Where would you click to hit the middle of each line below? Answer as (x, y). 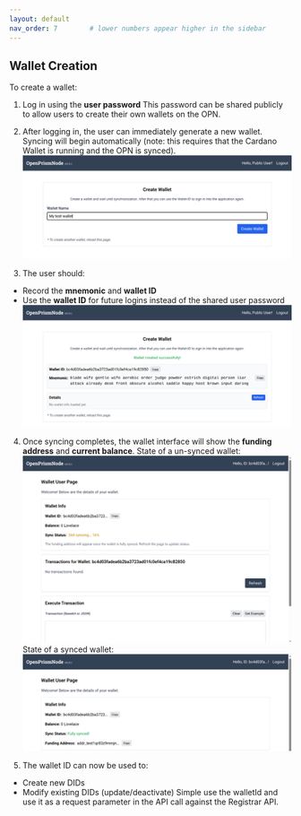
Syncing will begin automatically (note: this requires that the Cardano (150, 141)
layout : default (39, 19)
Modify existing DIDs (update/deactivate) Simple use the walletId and (150, 792)
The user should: (53, 273)
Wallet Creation (54, 66)
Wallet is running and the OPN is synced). (99, 151)
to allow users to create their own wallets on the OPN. (121, 114)
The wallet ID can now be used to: (85, 765)
